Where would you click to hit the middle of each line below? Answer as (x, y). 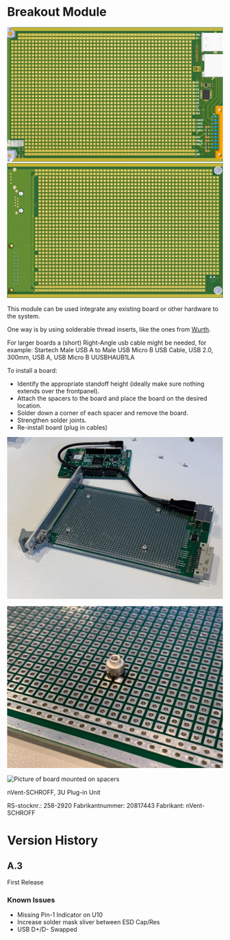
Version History (52, 841)
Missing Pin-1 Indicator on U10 (60, 915)
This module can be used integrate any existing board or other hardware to (113, 308)
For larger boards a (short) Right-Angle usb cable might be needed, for (107, 343)
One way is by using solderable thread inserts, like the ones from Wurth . (109, 329)
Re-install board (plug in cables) (62, 427)
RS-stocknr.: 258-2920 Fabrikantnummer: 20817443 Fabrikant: (96, 805)
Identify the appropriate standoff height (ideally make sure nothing (111, 384)
